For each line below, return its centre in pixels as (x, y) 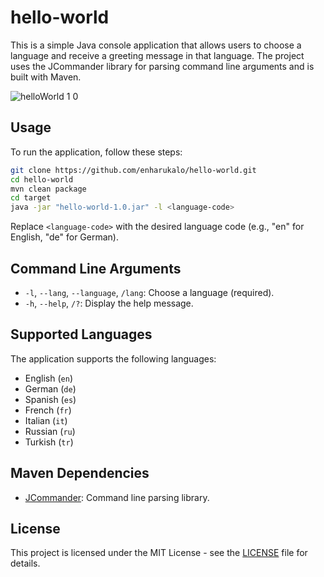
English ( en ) (48, 378)
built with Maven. (46, 77)
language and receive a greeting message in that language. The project (157, 55)
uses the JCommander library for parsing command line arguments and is (162, 66)
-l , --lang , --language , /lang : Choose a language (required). (149, 292)
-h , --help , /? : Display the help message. (109, 303)
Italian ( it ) (46, 420)
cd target (31, 198)
